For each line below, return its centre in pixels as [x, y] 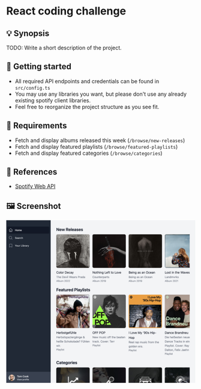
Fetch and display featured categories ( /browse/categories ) [89, 153]
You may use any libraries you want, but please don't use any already [101, 94]
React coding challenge [66, 11]
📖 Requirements [37, 126]
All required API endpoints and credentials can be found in [87, 81]
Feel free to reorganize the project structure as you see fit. [87, 107]
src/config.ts [32, 88]
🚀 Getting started [39, 67]
